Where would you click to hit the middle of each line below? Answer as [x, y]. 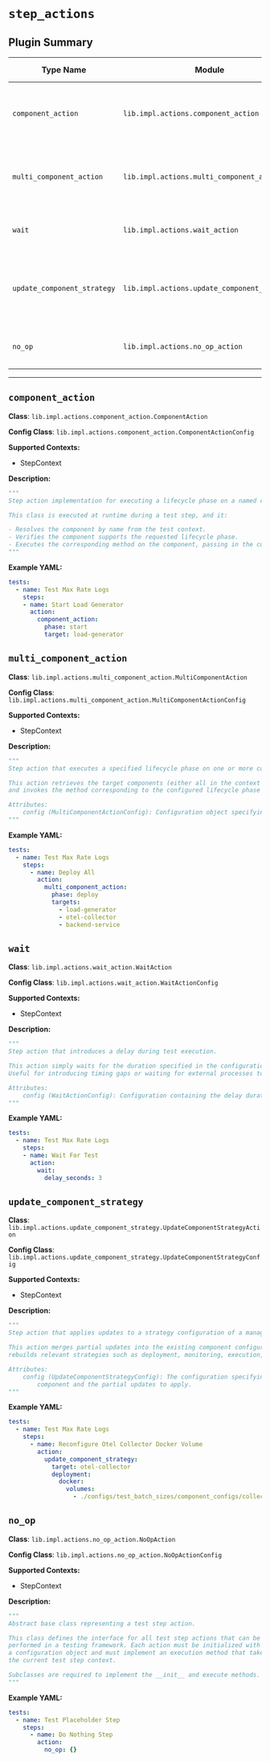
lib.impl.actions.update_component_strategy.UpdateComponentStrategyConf [135, 1258]
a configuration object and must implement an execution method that [127, 1653]
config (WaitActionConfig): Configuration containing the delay [133, 1096]
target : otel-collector [91, 1467]
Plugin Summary [51, 42]
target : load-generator [84, 635]
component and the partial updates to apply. [115, 1384]
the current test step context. [62, 1661]
